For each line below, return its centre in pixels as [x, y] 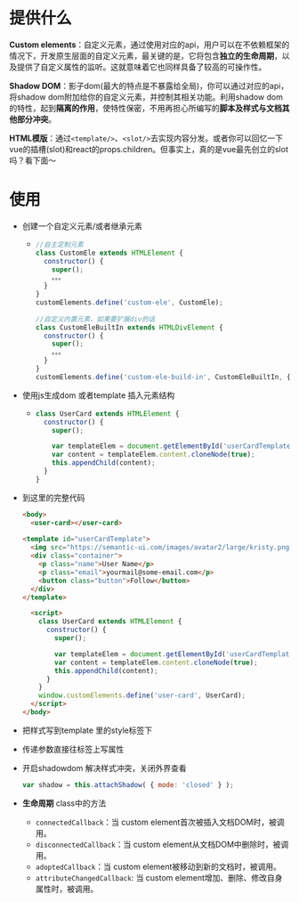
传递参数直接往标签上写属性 [73, 749]
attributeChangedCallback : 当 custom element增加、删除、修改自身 [159, 877]
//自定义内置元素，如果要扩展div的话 [95, 319]
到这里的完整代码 [53, 497]
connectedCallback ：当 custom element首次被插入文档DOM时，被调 [160, 822]
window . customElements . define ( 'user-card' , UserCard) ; [142, 695]
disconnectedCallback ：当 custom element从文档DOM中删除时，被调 [162, 844]
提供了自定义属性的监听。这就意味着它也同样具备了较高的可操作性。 [141, 67]
